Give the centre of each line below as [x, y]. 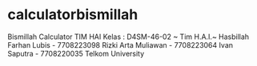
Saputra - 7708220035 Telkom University [76, 53]
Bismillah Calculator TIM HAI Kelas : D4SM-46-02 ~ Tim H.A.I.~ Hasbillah [128, 37]
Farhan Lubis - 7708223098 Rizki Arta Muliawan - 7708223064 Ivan [120, 45]
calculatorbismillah [73, 15]
